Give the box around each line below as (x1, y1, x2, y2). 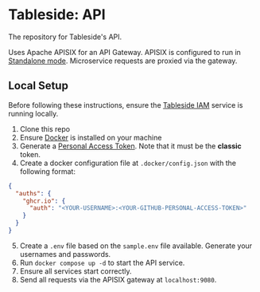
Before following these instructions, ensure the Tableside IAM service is (8, 100, 243, 109)
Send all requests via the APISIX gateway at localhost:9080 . (19, 274, 217, 284)
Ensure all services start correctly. (19, 266, 132, 276)
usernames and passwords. (19, 249, 111, 258)
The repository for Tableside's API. (8, 32, 122, 41)
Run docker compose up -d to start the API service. (19, 258, 185, 267)
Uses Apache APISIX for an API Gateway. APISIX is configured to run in (8, 47, 241, 57)
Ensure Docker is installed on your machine (19, 132, 162, 142)
